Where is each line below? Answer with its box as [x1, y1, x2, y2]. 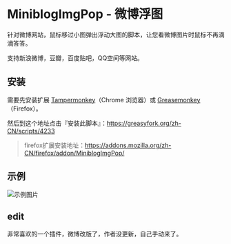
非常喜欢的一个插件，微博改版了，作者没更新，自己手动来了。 [7, 229, 183, 238]
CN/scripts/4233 [7, 126, 55, 135]
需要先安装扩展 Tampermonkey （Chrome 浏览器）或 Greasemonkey [7, 95, 201, 104]
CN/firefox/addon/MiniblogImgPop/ [23, 149, 125, 157]
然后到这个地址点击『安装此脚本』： [7, 119, 107, 127]
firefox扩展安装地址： [23, 141, 86, 149]
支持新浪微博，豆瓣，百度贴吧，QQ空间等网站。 [7, 53, 143, 62]
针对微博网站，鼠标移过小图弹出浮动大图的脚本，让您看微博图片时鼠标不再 [7, 30, 219, 39]
